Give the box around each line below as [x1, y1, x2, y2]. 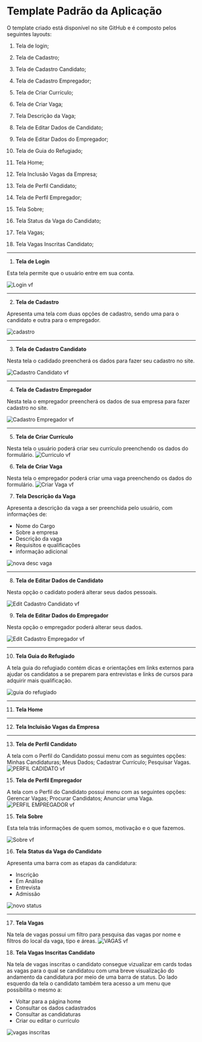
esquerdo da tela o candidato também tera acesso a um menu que [7, 979, 171, 987]
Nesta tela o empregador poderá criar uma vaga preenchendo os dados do [7, 474, 192, 482]
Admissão [15, 890, 41, 898]
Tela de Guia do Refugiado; [15, 147, 83, 154]
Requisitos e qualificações [15, 541, 81, 548]
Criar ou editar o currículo [15, 1017, 80, 1024]
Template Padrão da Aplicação [7, 4, 162, 18]
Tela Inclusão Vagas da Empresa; [15, 170, 98, 178]
